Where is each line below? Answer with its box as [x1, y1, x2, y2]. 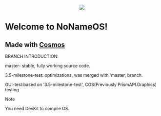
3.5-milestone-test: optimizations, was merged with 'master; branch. [5, 72, 143, 78]
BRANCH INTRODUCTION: [5, 53, 59, 59]
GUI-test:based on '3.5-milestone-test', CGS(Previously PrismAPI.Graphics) [5, 82, 157, 87]
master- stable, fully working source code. [5, 63, 90, 68]
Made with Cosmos [5, 40, 65, 49]
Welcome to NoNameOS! [5, 21, 108, 33]
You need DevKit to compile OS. [5, 106, 70, 111]
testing [5, 87, 19, 92]
